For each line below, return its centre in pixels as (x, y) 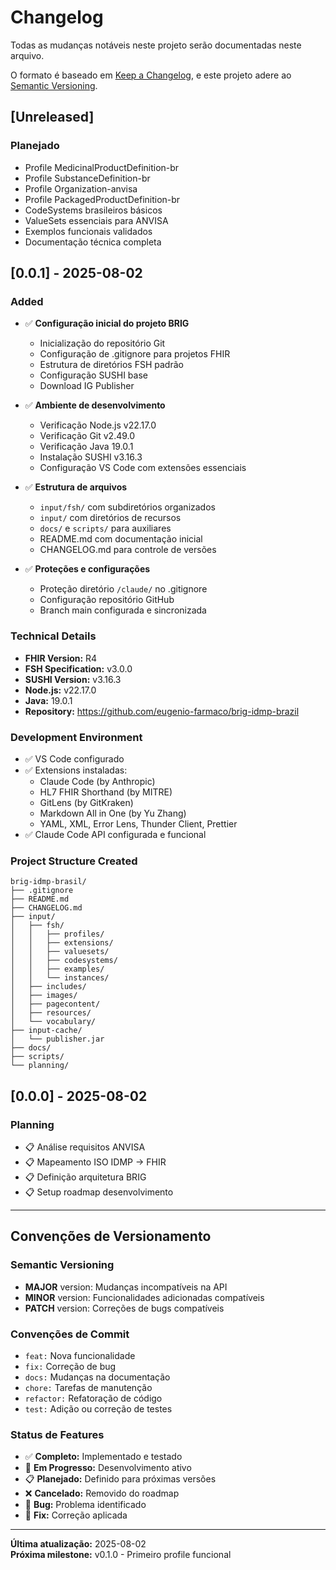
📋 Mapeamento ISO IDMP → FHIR (95, 1162)
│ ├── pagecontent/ (55, 1004)
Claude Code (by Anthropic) (97, 781)
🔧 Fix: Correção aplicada (76, 1515)
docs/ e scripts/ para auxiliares (105, 528)
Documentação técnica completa (93, 242)
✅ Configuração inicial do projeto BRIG (107, 323)
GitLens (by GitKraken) (86, 802)
